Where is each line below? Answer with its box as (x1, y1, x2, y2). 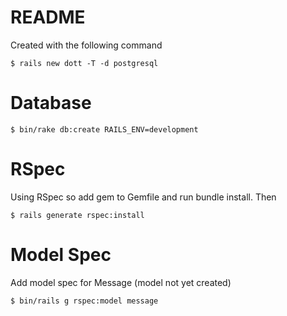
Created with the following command (10, 39, 163, 51)
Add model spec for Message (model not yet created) (10, 276, 232, 288)
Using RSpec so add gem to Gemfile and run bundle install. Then (10, 191, 277, 203)
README (10, 6, 86, 29)
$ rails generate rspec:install (10, 210, 145, 220)
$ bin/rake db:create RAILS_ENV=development (10, 124, 199, 135)
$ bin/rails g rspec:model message (10, 296, 159, 306)
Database (10, 92, 92, 115)
